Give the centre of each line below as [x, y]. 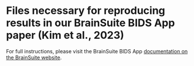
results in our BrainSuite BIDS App [91, 23]
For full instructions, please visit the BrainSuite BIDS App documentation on [97, 51]
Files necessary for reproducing [86, 11]
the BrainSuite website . [34, 57]
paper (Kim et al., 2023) [65, 35]
